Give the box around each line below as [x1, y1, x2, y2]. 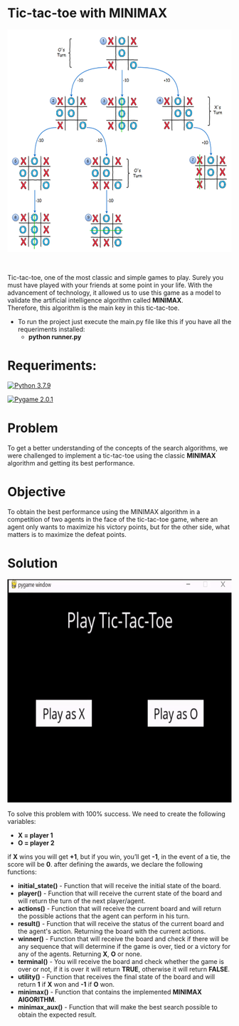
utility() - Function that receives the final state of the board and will [17, 972, 216, 981]
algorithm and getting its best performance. [7, 458, 135, 467]
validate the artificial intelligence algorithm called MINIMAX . [7, 296, 184, 304]
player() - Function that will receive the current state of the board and [17, 889, 223, 897]
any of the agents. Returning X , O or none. [17, 950, 142, 958]
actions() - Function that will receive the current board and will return [17, 904, 222, 912]
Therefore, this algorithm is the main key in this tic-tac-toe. [7, 303, 180, 312]
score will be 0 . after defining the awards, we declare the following [7, 860, 203, 868]
